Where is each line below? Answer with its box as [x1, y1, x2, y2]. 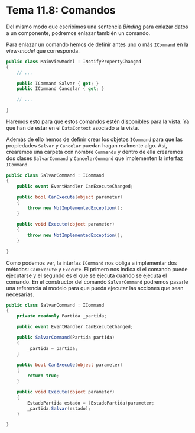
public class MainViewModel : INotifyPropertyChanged [6, 59, 142, 65]
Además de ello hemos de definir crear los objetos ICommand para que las [6, 136, 183, 143]
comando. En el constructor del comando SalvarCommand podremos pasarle [6, 278, 188, 285]
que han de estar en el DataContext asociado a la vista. [6, 124, 139, 131]
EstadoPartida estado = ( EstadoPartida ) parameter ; [27, 400, 155, 406]
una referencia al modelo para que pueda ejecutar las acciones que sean [6, 284, 184, 291]
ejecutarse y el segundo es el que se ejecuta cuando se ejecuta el [6, 272, 167, 279]
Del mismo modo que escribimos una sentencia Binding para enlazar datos [6, 23, 188, 30]
